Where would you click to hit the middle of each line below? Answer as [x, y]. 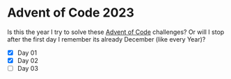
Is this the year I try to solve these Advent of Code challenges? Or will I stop [116, 32]
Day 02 [27, 61]
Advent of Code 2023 [71, 13]
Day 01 [27, 53]
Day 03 [27, 69]
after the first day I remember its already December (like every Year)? [106, 39]
